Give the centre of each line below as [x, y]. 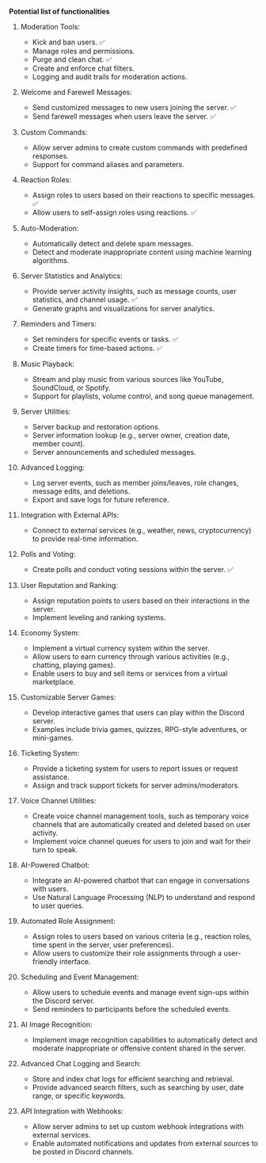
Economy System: [50, 633]
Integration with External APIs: [70, 515]
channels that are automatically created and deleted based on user [141, 824]
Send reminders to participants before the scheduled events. [131, 1009]
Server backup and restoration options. [96, 427]
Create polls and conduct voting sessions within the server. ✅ [133, 569]
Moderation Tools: [50, 27]
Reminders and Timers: [59, 324]
